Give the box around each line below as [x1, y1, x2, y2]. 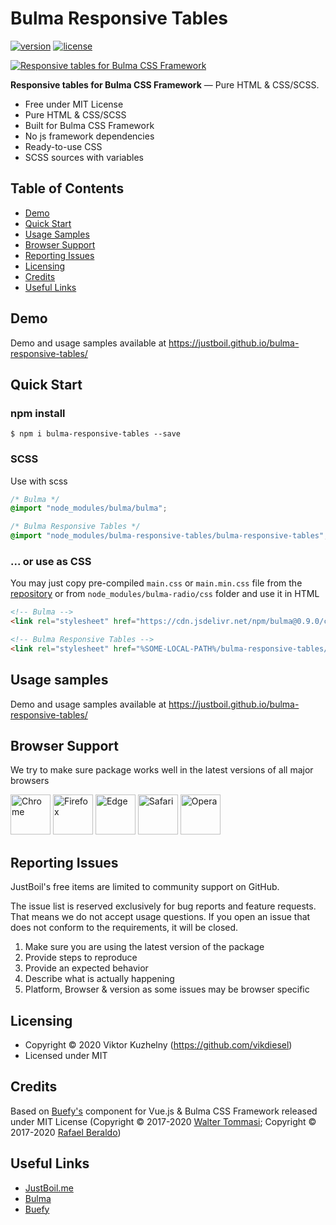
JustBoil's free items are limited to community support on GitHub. [10, 881, 280, 893]
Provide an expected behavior [24, 962, 149, 974]
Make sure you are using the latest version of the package [24, 941, 265, 953]
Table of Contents [10, 180, 125, 197]
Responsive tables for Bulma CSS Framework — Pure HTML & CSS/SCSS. [10, 78, 320, 91]
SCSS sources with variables [24, 151, 144, 163]
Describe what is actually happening [24, 973, 175, 985]
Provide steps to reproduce [24, 952, 138, 964]
